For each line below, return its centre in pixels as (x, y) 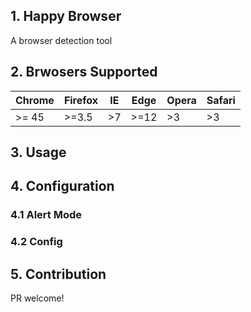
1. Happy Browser (66, 16)
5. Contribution (58, 274)
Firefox (81, 100)
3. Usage (38, 152)
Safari (221, 100)
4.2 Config (36, 242)
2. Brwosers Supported (84, 72)
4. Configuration (62, 186)
